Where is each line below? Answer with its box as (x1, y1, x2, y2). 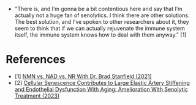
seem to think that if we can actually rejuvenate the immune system (14, 24, 185, 32)
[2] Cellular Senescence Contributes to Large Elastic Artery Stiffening (14, 79, 190, 86)
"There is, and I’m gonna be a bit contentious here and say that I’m (14, 5, 183, 12)
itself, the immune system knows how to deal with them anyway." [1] (14, 31, 187, 38)
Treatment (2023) (14, 92, 59, 100)
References (6, 52, 66, 67)
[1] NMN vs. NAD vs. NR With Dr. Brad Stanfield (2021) (14, 73, 153, 80)
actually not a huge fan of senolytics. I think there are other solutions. (14, 12, 190, 19)
